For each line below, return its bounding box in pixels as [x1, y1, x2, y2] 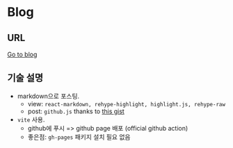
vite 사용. [17, 115, 45, 124]
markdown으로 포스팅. [17, 92, 80, 100]
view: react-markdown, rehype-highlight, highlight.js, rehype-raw [27, 99, 226, 108]
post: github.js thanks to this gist [27, 107, 125, 115]
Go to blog [7, 50, 38, 58]
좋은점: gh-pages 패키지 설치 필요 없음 [27, 133, 131, 141]
